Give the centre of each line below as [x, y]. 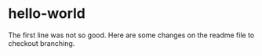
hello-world [47, 14]
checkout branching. [42, 43]
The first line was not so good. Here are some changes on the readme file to [131, 35]
